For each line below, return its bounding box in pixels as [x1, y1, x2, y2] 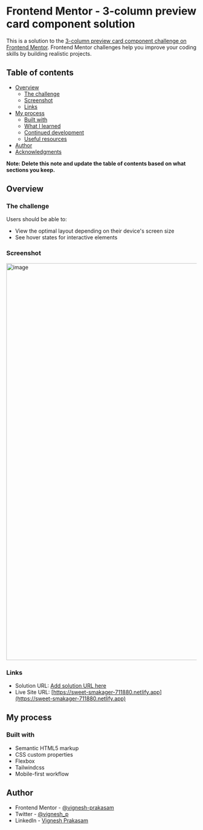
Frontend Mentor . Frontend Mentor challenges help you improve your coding [6, 44, 197, 51]
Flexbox [14, 757, 35, 765]
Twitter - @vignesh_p [14, 810, 69, 817]
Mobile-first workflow [14, 770, 69, 777]
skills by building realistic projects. [6, 50, 92, 57]
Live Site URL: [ [14, 689, 54, 696]
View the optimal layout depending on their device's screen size [14, 227, 175, 234]
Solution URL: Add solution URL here [14, 682, 107, 689]
